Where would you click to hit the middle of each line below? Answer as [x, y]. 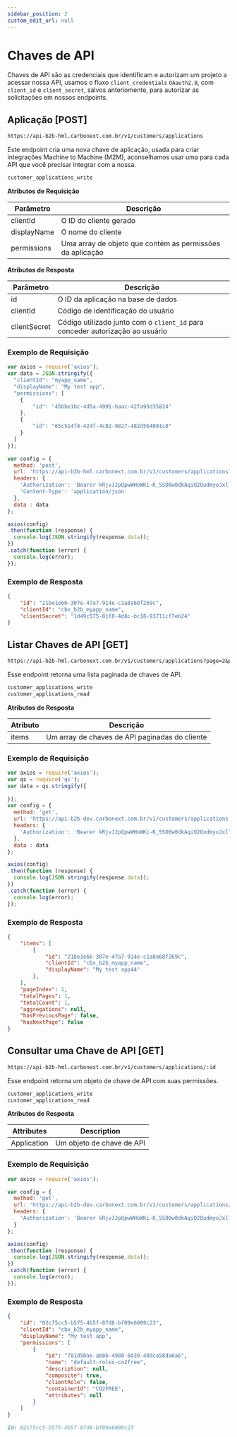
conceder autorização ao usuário [113, 331]
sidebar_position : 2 [38, 14]
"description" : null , [77, 1369]
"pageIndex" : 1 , [44, 989]
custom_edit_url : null [41, 21]
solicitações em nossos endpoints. [57, 98]
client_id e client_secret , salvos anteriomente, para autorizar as [103, 90]
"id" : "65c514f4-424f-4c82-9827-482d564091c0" [102, 426]
